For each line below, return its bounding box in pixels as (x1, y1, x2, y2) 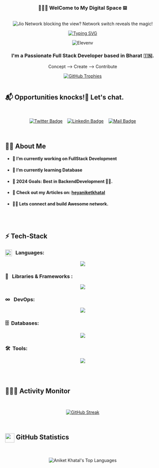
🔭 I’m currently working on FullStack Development (12, 156, 117, 162)
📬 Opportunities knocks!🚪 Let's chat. (5, 93, 124, 101)
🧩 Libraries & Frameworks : (5, 273, 73, 280)
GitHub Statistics (15, 433, 69, 441)
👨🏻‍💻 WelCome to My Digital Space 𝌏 (38, 4, 127, 11)
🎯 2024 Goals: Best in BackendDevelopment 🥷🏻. (12, 178, 113, 184)
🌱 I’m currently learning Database (12, 167, 83, 173)
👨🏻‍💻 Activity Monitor (5, 387, 70, 395)
